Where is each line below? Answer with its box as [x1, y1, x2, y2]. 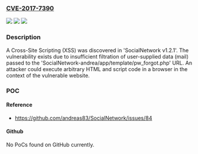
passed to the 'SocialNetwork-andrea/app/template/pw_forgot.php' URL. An [6, 59, 192, 66]
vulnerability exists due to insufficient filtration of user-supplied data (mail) [6, 53, 189, 60]
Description [6, 33, 41, 41]
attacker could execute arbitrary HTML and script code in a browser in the [6, 65, 188, 72]
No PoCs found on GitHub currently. [6, 141, 95, 148]
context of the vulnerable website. [6, 72, 90, 79]
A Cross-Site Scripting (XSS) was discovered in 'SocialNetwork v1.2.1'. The [6, 46, 189, 54]
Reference [6, 101, 33, 108]
